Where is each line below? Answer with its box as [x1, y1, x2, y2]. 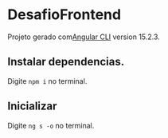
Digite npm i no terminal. [7, 76, 88, 85]
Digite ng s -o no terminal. [7, 120, 95, 130]
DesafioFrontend [7, 6, 121, 24]
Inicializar [7, 100, 57, 113]
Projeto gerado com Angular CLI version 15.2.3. [7, 32, 160, 41]
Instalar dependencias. [7, 55, 125, 69]
